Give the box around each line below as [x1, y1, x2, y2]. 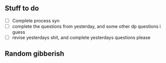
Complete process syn [12, 17, 60, 23]
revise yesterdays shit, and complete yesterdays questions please [12, 34, 151, 40]
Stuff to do [5, 4, 39, 13]
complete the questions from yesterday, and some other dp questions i [12, 23, 161, 29]
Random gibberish [5, 49, 65, 58]
